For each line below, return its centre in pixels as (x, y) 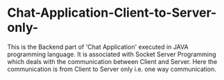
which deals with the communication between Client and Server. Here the (112, 61)
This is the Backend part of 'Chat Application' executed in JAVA (98, 47)
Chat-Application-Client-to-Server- (112, 13)
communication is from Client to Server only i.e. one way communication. (112, 69)
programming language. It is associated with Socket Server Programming (112, 54)
